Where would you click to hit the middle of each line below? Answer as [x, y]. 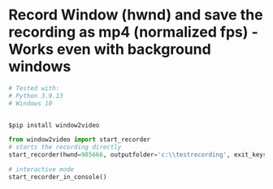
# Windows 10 [30, 103]
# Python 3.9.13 [36, 96]
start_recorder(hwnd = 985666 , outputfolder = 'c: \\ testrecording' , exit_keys [138, 155]
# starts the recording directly [65, 148]
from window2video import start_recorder [80, 140]
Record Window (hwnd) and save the [136, 15]
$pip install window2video [54, 125]
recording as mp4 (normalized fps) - [133, 32]
